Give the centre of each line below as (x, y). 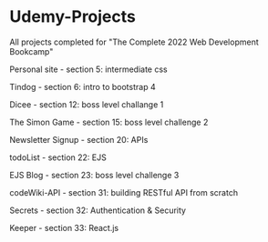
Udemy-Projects (73, 17)
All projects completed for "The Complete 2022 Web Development (134, 42)
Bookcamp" (31, 51)
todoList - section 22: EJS (58, 157)
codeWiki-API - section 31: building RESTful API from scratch (124, 192)
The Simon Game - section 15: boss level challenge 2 (109, 122)
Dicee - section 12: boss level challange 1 (87, 104)
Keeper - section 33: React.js (64, 227)
